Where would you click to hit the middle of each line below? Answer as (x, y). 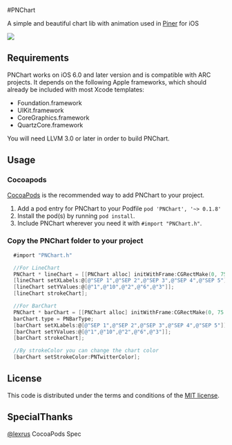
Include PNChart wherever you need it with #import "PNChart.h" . (109, 223)
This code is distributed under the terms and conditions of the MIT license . (113, 395)
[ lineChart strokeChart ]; (51, 293)
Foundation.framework (49, 102)
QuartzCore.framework (50, 125)
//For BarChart (35, 306)
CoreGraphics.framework (53, 118)
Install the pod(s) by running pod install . (76, 216)
